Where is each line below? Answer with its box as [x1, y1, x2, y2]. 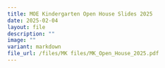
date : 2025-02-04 [7, 17, 59, 24]
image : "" [7, 37, 37, 44]
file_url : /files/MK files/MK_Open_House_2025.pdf [7, 50, 159, 57]
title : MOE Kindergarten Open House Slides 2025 [7, 10, 153, 18]
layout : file [7, 23, 46, 30]
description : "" [7, 30, 55, 38]
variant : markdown [7, 43, 61, 50]
